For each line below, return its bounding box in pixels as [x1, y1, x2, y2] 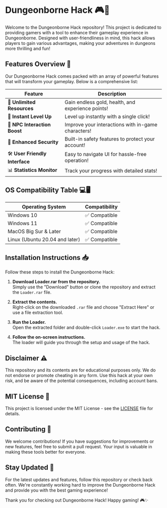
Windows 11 [7, 220, 37, 227]
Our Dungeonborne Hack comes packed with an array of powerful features [5, 73, 159, 79]
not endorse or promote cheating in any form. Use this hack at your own [5, 373, 153, 379]
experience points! [64, 105, 108, 112]
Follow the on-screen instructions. [12, 334, 85, 340]
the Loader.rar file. [12, 289, 52, 295]
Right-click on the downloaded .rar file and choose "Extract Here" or [12, 304, 155, 310]
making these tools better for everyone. [5, 449, 86, 455]
